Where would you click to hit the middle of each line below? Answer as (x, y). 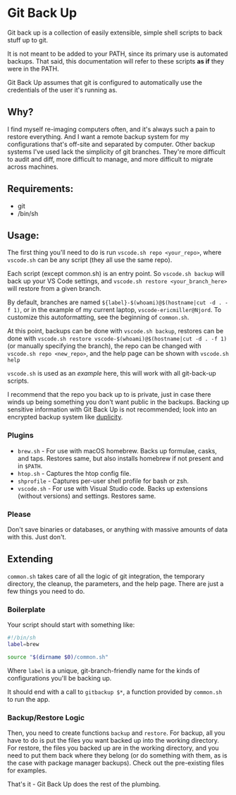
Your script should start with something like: (71, 625)
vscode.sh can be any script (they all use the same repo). (90, 260)
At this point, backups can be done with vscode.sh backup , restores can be (116, 331)
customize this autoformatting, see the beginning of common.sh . (98, 317)
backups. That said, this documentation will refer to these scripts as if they (116, 61)
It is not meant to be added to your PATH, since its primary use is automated (118, 54)
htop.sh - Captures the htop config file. (74, 473)
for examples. (27, 770)
